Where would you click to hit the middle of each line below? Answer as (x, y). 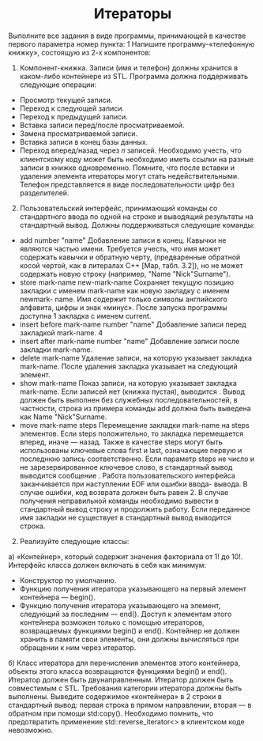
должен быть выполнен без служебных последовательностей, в (129, 399)
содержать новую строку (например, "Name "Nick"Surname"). (125, 274)
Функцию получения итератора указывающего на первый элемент (133, 588)
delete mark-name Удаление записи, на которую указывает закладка (136, 357)
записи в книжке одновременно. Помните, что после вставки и (127, 168)
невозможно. (31, 730)
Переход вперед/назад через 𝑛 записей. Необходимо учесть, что (131, 150)
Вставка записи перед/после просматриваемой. (102, 125)
